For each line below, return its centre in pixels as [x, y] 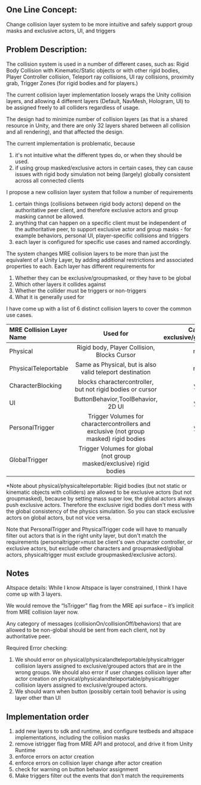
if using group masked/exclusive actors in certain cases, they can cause [104, 168]
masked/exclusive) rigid [116, 463]
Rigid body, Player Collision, [116, 347]
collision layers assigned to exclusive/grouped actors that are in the [98, 666]
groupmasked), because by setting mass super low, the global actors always [100, 498]
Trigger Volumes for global [116, 448]
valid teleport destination [116, 372]
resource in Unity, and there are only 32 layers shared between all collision [98, 125]
